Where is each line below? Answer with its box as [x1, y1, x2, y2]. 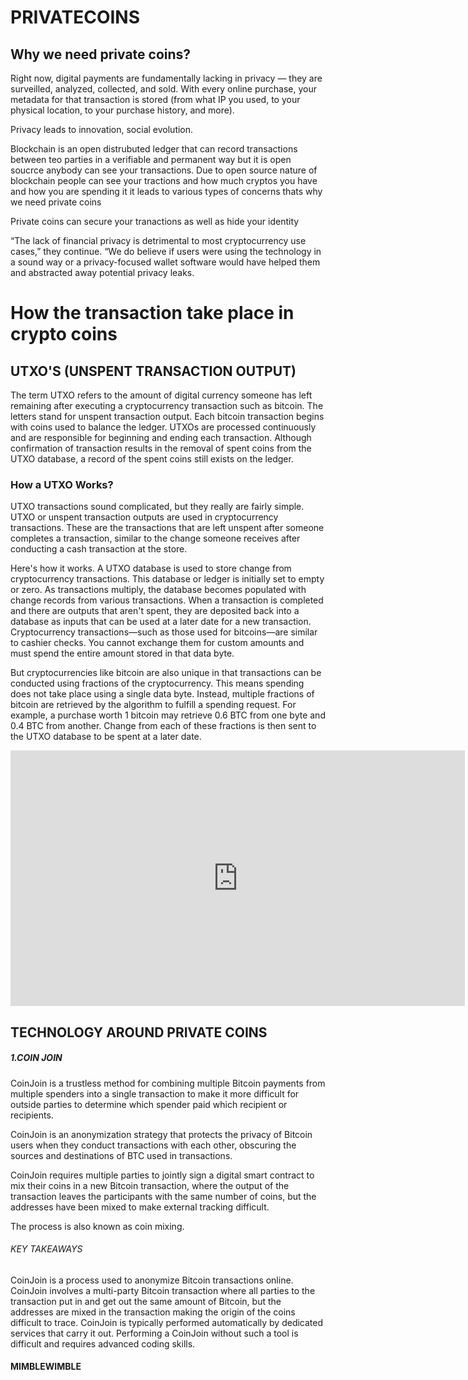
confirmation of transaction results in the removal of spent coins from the [10, 442, 312, 454]
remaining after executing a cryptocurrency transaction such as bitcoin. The [10, 400, 324, 411]
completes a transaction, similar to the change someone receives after [10, 532, 301, 545]
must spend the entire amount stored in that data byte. [10, 647, 235, 660]
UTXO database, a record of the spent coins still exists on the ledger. [10, 453, 294, 465]
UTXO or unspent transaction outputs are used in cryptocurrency [10, 511, 279, 523]
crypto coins [10, 323, 118, 346]
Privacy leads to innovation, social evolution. [10, 124, 194, 135]
